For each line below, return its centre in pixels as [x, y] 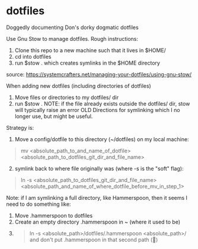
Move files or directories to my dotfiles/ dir [67, 97]
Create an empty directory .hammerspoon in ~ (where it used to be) [98, 222]
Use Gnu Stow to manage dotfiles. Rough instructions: [72, 39]
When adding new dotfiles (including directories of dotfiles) [79, 86]
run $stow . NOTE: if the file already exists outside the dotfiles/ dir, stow [102, 103]
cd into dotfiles [33, 56]
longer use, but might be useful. [54, 116]
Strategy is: [20, 127]
